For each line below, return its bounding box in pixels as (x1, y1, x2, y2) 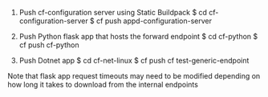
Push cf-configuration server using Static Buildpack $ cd (18, 8, 208, 17)
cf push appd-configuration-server (96, 16, 212, 26)
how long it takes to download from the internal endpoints (7, 80, 198, 89)
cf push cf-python (18, 40, 79, 50)
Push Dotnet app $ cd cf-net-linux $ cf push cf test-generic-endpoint (18, 56, 250, 65)
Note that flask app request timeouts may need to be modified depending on (7, 71, 261, 80)
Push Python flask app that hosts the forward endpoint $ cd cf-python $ (18, 32, 258, 41)
